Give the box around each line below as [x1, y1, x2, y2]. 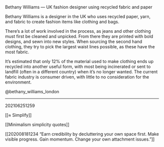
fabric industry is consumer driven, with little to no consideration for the [5, 74, 149, 80]
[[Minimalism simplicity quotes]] [5, 122, 70, 127]
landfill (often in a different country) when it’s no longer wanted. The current [5, 69, 158, 75]
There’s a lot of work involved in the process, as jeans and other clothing [5, 28, 151, 34]
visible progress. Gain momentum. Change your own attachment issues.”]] [5, 136, 155, 142]
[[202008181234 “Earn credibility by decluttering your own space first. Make [5, 131, 159, 137]
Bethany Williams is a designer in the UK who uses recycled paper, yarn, [5, 14, 151, 19]
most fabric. [5, 49, 29, 55]
